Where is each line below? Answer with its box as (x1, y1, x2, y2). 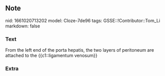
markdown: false (5, 23, 41, 29)
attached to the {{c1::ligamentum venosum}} (5, 53, 97, 59)
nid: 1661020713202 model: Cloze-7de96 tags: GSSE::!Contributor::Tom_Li (5, 17, 160, 23)
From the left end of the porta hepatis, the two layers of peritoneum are (5, 47, 154, 53)
